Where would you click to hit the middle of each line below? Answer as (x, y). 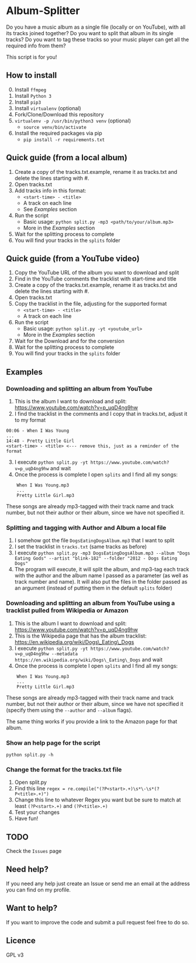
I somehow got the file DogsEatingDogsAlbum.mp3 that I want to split (94, 540)
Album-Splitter (43, 11)
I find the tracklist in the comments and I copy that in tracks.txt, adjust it (101, 414)
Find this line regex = (40, 789)
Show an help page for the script (53, 743)
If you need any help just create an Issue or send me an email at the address (98, 883)
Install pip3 (28, 102)
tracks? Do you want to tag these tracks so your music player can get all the (97, 39)
